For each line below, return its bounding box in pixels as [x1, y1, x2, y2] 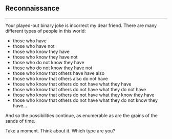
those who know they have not [12, 53, 78, 60]
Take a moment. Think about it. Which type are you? [5, 127, 115, 134]
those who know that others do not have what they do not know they [12, 97, 158, 103]
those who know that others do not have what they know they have [12, 92, 155, 98]
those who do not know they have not [12, 65, 93, 71]
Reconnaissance [5, 4, 60, 13]
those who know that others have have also [12, 70, 105, 76]
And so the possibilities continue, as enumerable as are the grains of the [5, 112, 158, 119]
